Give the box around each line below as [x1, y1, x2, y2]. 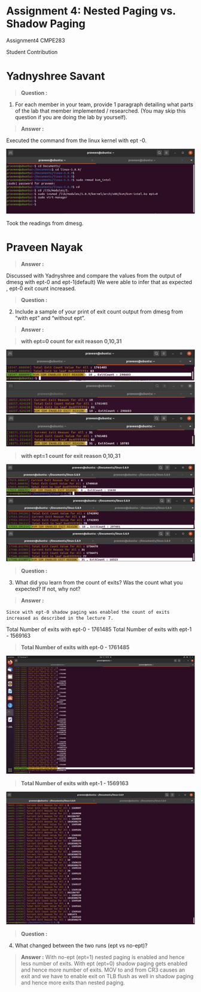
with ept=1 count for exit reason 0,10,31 [20, 452, 121, 459]
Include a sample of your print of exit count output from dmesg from [14, 307, 184, 315]
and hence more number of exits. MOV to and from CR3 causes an [20, 966, 185, 973]
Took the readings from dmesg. [6, 219, 84, 227]
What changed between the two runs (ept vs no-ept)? [14, 942, 148, 949]
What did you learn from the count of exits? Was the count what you [14, 579, 183, 586]
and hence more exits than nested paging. [20, 979, 126, 987]
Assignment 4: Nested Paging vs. [6, 4, 176, 18]
